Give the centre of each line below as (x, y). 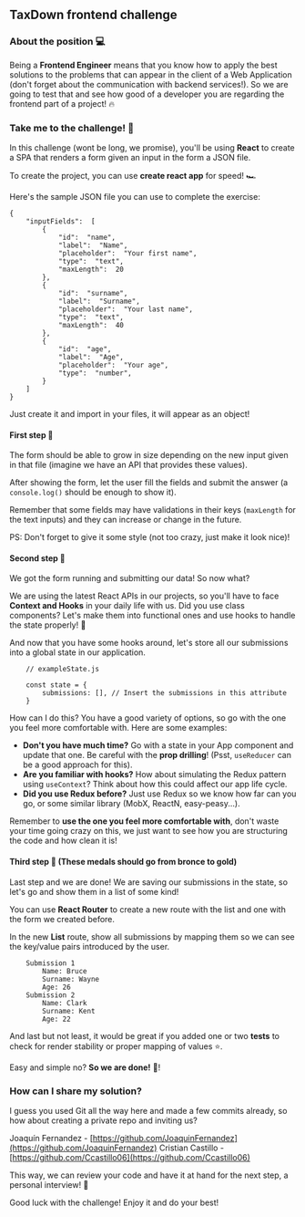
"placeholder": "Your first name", (127, 253)
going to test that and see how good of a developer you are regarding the (147, 94)
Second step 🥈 (37, 558)
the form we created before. (62, 919)
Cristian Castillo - (192, 1148)
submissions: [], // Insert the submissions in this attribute (164, 693)
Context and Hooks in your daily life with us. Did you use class (127, 606)
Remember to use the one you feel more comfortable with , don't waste (144, 821)
